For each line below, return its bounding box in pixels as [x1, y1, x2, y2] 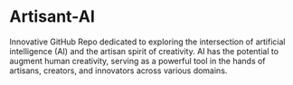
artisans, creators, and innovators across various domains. [9, 65, 228, 76]
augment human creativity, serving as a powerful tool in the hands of [9, 55, 266, 66]
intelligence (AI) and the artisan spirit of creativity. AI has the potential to [9, 45, 279, 56]
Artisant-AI [9, 6, 95, 27]
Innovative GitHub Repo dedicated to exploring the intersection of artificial [9, 36, 286, 47]
